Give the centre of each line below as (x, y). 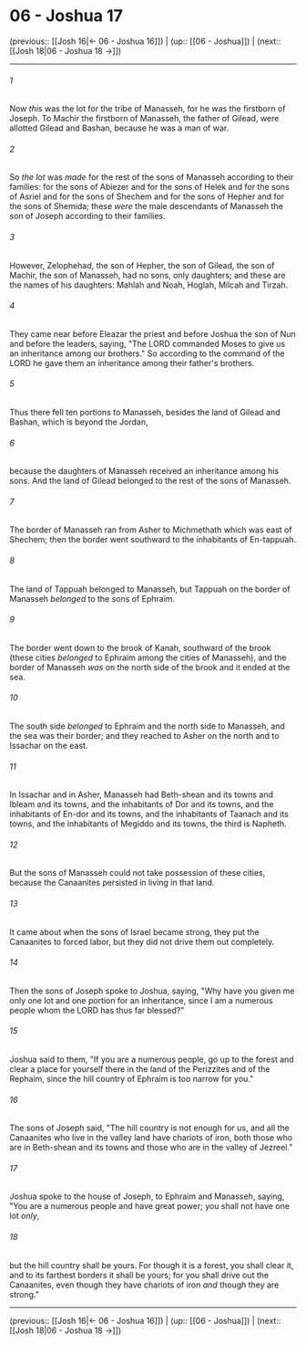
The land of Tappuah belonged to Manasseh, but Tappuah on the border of (150, 589)
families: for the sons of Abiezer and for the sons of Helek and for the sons (149, 187)
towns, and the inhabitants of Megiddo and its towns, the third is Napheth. (148, 824)
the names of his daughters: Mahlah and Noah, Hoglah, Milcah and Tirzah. (149, 285)
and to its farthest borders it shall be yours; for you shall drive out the (139, 1275)
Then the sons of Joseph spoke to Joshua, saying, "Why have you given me (152, 991)
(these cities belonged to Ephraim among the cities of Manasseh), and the (148, 657)
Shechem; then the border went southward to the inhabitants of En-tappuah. (153, 540)
